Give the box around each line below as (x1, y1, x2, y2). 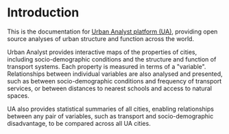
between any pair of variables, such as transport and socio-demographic (7, 111, 214, 120)
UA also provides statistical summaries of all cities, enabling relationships (7, 105, 215, 113)
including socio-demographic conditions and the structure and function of (7, 55, 217, 63)
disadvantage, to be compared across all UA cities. (7, 119, 151, 127)
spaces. (7, 91, 29, 100)
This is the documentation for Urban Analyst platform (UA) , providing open (7, 27, 218, 36)
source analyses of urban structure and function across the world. (7, 34, 194, 42)
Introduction (7, 5, 80, 21)
